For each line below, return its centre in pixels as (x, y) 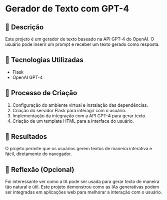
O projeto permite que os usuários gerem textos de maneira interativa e (79, 149)
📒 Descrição (24, 27)
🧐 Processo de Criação (41, 93)
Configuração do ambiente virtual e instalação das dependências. (80, 105)
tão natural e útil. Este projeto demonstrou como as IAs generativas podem (82, 187)
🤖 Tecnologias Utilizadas (44, 60)
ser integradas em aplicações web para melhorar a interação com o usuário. (84, 192)
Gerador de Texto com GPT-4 (67, 9)
